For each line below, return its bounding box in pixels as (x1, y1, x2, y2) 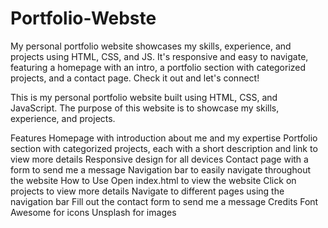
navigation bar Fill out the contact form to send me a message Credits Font (10, 195, 319, 207)
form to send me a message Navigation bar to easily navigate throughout (10, 163, 311, 176)
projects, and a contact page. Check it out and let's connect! (10, 72, 260, 84)
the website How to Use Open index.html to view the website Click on (10, 174, 297, 186)
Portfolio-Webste (10, 7, 157, 30)
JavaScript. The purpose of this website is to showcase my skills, (10, 102, 280, 114)
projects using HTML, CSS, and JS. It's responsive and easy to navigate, (10, 50, 309, 62)
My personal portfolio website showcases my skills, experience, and (10, 40, 292, 52)
